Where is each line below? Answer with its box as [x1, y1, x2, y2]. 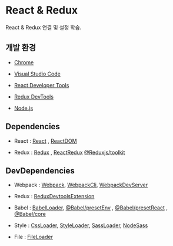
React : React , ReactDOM [14, 137, 77, 145]
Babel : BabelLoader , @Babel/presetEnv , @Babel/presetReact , [14, 204, 168, 211]
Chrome [14, 58, 34, 65]
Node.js [14, 104, 34, 111]
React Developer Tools [14, 81, 69, 88]
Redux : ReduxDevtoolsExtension [14, 193, 95, 200]
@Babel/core [14, 211, 46, 218]
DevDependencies [5, 166, 75, 176]
